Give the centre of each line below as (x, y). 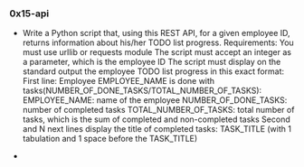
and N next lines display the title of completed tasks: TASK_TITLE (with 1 (157, 129)
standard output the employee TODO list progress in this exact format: (153, 71)
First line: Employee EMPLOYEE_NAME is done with (119, 81)
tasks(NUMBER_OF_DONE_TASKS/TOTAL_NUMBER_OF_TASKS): (142, 91)
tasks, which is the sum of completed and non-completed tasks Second (157, 119)
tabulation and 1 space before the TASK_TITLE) (110, 139)
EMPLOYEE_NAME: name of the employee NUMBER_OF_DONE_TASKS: (155, 100)
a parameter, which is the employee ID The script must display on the (152, 62)
